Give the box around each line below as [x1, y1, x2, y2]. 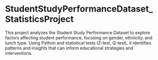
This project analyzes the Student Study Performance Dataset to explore [5, 30, 151, 35]
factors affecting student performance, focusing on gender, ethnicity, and [5, 35, 153, 41]
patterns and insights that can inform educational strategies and [5, 45, 134, 51]
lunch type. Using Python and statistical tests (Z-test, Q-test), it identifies [5, 40, 152, 45]
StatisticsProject [5, 14, 74, 25]
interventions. [5, 50, 33, 56]
